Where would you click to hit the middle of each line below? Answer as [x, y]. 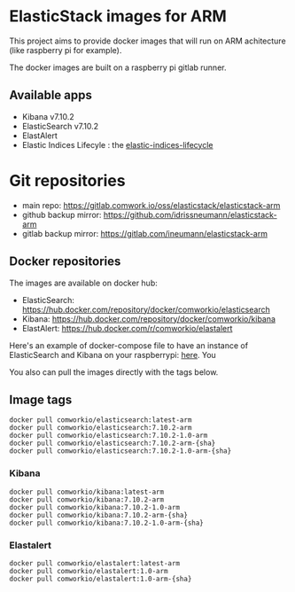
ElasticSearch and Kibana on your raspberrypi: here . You [113, 354]
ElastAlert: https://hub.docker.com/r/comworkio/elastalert [127, 328]
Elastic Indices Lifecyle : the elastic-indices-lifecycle [117, 144]
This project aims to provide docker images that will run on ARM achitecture [147, 41]
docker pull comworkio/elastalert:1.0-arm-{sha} [101, 579]
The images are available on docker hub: [83, 283]
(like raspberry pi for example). [66, 50]
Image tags [41, 399]
